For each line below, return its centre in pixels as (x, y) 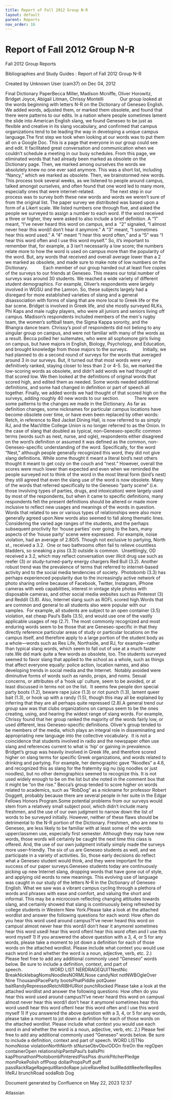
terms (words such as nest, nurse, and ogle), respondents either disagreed (84, 436)
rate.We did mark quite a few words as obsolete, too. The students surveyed (86, 654)
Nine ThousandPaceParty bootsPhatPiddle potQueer (61, 981)
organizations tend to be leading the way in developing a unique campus (82, 132)
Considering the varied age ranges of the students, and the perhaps (77, 523)
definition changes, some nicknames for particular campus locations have (83, 409)
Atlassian (15, 1093)
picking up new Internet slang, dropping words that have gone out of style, (84, 872)
